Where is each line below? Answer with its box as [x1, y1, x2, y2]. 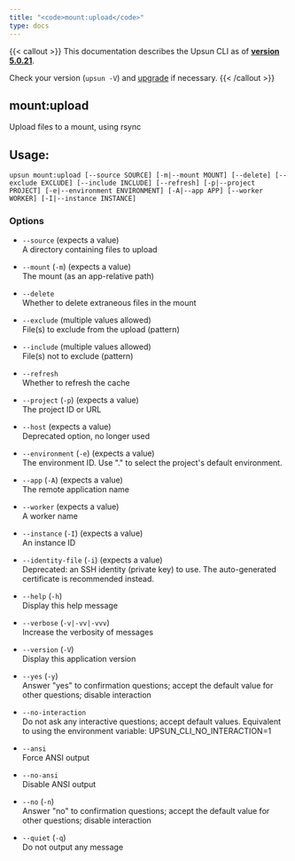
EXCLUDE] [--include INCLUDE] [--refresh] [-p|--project [41, 179, 255, 187]
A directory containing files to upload [21, 244, 158, 255]
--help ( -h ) [21, 591, 63, 602]
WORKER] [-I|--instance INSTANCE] [9, 195, 137, 203]
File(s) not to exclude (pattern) [21, 351, 134, 362]
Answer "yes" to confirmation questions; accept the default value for [21, 681, 274, 691]
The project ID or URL [21, 404, 102, 415]
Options [9, 215, 44, 227]
